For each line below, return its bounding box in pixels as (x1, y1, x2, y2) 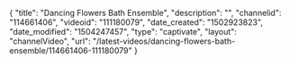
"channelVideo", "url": (9, 36, 92, 46)
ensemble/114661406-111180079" (9, 45, 132, 56)
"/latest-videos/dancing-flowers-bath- (93, 36, 236, 46)
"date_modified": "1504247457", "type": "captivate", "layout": (9, 27, 237, 36)
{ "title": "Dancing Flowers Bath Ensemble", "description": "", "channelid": (9, 8, 282, 18)
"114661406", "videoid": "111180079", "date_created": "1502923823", (9, 17, 264, 28)
